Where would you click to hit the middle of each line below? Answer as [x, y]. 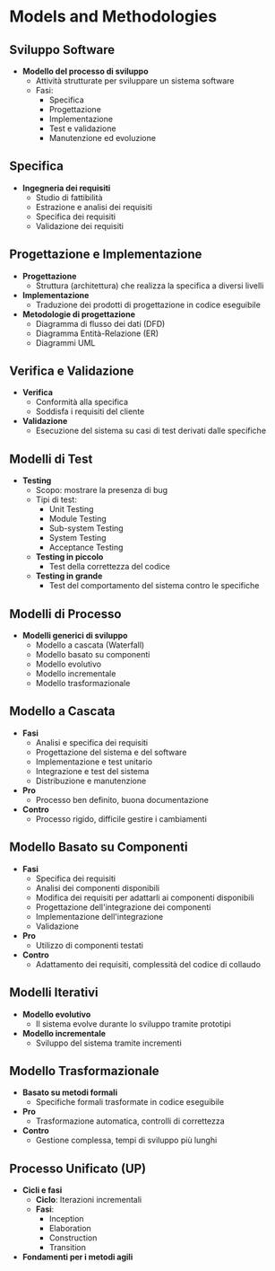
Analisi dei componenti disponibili [97, 887]
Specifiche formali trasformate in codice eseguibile [130, 1102]
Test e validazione [82, 128]
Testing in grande [69, 576]
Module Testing [78, 519]
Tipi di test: [56, 499]
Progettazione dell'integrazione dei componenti [123, 907]
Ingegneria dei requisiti [66, 188]
